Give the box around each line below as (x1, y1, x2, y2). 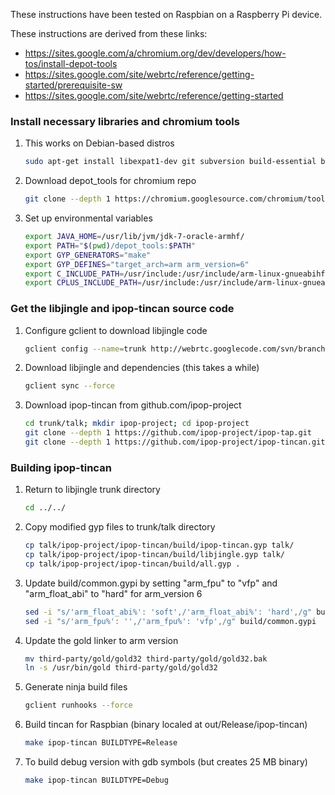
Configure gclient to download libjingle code (24, 324, 208, 336)
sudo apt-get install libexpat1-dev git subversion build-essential (24, 157, 317, 167)
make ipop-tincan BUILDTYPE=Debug (24, 775, 169, 786)
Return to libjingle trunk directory (24, 484, 161, 496)
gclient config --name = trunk (24, 344, 147, 354)
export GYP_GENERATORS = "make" (24, 250, 152, 260)
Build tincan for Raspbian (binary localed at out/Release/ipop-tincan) (24, 719, 308, 731)
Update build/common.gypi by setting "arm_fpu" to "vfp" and (24, 577, 278, 589)
